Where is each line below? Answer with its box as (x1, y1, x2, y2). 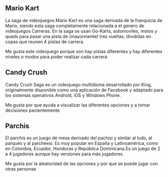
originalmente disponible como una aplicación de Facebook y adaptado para (5, 87, 163, 93)
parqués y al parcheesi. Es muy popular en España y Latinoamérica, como (5, 140, 158, 146)
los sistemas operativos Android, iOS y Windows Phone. (5, 92, 121, 98)
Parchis (5, 122, 30, 130)
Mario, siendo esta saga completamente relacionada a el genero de (5, 23, 144, 29)
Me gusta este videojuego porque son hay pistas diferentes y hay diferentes (5, 48, 162, 54)
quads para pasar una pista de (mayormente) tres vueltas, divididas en (5, 33, 151, 39)
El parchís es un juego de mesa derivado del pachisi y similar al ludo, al (5, 135, 152, 141)
